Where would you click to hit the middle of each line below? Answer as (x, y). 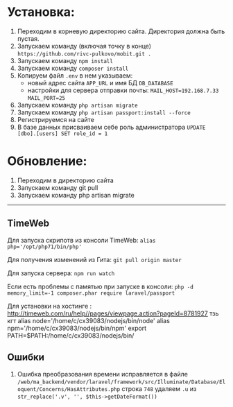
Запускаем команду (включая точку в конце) (84, 46)
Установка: (41, 12)
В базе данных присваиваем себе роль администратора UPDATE (111, 127)
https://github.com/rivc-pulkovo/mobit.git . (84, 54)
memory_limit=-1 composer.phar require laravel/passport (91, 293)
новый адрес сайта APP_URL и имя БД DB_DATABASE (100, 83)
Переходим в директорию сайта (66, 180)
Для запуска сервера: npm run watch (61, 273)
